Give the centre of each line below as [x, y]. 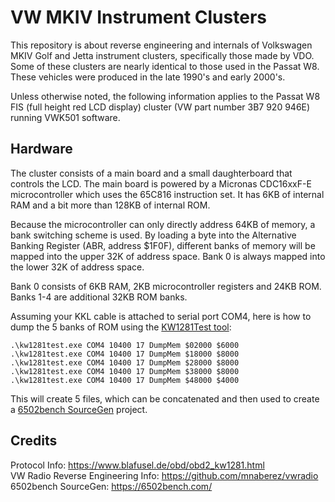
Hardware [41, 149]
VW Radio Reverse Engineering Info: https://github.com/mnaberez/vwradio [164, 475]
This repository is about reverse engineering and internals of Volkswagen [161, 45]
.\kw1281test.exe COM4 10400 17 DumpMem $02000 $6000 [125, 345]
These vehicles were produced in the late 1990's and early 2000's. [148, 77]
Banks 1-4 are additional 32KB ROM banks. [99, 297]
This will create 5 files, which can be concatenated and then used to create [165, 398]
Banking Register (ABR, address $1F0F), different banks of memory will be [163, 245]
